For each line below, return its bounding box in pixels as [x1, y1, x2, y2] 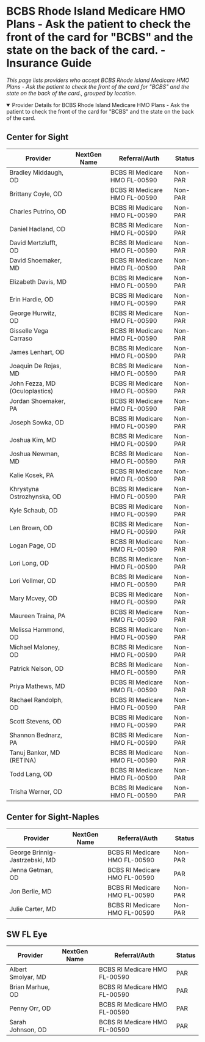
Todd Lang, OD [9, 769, 53, 778]
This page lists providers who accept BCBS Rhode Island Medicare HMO [6, 76, 190, 84]
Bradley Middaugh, [9, 168, 64, 177]
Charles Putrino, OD [9, 207, 67, 215]
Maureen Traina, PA [9, 612, 66, 620]
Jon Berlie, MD [9, 887, 52, 895]
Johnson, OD [9, 1025, 47, 1034]
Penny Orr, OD [9, 1004, 51, 1013]
